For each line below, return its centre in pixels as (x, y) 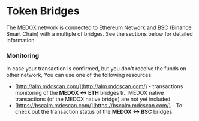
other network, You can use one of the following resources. (79, 75)
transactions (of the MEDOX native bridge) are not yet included (93, 99)
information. (21, 40)
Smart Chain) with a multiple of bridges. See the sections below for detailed (99, 33)
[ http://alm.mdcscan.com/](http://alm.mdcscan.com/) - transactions (99, 86)
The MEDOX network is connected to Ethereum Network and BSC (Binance (99, 27)
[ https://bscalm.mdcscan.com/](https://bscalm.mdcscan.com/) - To (99, 106)
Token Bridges (43, 11)
